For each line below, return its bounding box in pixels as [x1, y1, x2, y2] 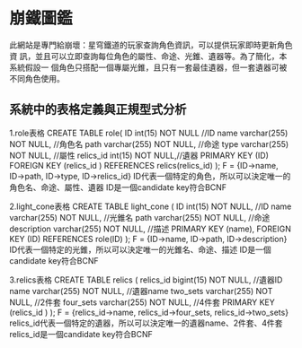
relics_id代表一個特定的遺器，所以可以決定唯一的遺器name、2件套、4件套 [9, 318, 283, 328]
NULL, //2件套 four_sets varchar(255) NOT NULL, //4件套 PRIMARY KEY [9, 297, 276, 308]
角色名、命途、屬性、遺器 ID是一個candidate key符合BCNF [9, 181, 227, 193]
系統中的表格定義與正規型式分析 [9, 102, 187, 117]
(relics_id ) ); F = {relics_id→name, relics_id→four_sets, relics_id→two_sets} [9, 307, 289, 318]
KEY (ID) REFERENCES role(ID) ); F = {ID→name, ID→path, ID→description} [9, 233, 288, 244]
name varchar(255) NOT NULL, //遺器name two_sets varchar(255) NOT [9, 285, 273, 296]
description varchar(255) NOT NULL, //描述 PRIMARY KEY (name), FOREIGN [9, 223, 292, 234]
